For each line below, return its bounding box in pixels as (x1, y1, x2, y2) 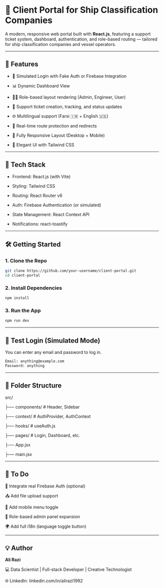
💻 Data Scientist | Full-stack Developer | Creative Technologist (5, 566, 132, 572)
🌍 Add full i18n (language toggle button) (5, 523, 87, 529)
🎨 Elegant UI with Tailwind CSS (12, 142, 75, 148)
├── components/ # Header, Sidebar (5, 404, 80, 410)
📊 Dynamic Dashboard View (12, 83, 70, 88)
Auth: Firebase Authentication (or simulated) (12, 202, 102, 208)
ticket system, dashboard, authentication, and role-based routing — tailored (5, 36, 158, 42)
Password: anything (5, 364, 45, 369)
